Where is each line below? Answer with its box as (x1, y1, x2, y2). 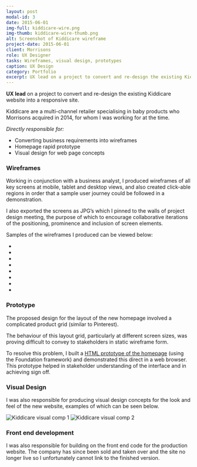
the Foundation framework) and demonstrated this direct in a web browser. (6, 356, 188, 363)
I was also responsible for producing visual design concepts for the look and (6, 397, 191, 404)
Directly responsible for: (6, 126, 64, 133)
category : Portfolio (6, 69, 57, 75)
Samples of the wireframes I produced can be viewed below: (6, 231, 154, 238)
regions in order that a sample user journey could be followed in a (6, 190, 165, 197)
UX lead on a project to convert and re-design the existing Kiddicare (6, 90, 171, 98)
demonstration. (6, 196, 43, 203)
